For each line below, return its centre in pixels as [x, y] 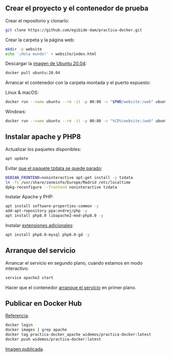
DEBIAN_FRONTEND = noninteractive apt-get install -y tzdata [69, 177]
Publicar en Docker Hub [44, 303]
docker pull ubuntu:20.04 [33, 73]
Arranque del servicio [40, 251]
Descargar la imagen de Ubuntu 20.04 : [46, 64]
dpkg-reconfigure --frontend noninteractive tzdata [61, 187]
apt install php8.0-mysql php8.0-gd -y [48, 235]
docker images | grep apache [36, 330]
